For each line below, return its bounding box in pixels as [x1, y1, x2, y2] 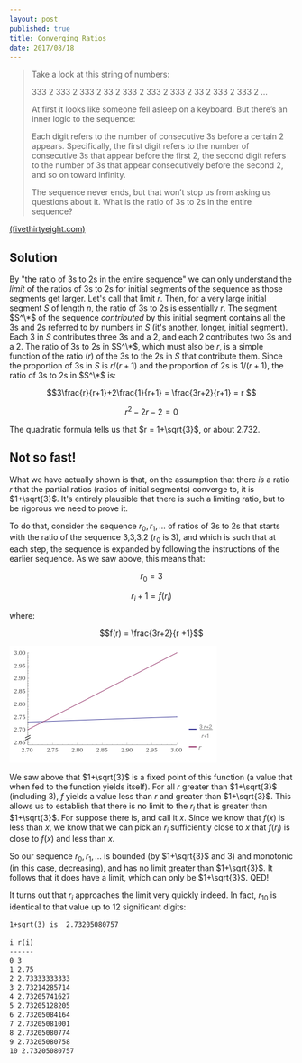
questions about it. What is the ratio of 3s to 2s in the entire [31, 197, 252, 208]
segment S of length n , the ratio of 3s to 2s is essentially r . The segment [9, 303, 278, 313]
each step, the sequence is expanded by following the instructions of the [9, 544, 280, 555]
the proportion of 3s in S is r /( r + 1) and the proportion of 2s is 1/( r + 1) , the [9, 360, 284, 371]
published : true [9, 23, 70, 33]
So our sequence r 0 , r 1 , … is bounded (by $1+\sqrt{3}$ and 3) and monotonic [9, 851, 293, 864]
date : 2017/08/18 [9, 43, 75, 52]
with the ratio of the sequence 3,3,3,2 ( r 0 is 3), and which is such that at [9, 532, 277, 545]
